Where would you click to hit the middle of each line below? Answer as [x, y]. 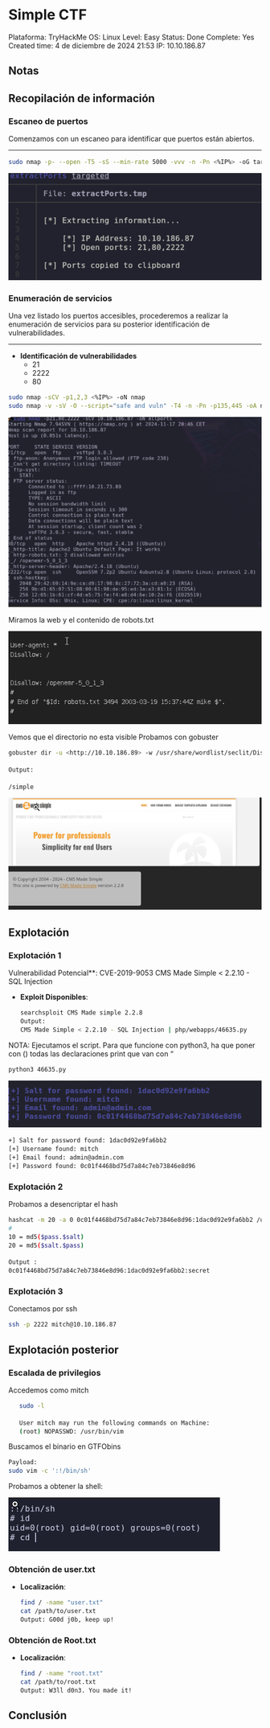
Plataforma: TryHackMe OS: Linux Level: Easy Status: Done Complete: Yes [131, 37]
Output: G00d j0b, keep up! [67, 1620]
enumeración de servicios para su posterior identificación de [109, 324]
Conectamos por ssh [43, 1309]
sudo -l [32, 1405]
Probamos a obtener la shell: [55, 1487]
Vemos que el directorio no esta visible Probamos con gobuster [113, 737]
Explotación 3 [36, 1291]
